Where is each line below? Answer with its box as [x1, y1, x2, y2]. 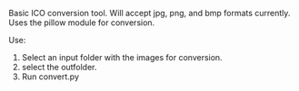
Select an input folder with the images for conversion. [21, 52, 224, 62]
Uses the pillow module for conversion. [8, 17, 155, 28]
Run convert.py [21, 71, 79, 82]
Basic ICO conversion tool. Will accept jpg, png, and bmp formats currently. [8, 8, 291, 18]
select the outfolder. [21, 62, 97, 72]
